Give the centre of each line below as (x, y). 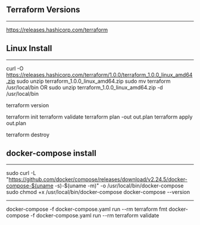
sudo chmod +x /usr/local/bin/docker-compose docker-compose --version (98, 192)
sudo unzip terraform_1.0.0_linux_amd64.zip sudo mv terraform (93, 81)
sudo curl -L (21, 173)
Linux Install (29, 49)
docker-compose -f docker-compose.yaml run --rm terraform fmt (87, 209)
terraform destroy (28, 135)
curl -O (15, 68)
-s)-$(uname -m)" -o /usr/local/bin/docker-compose (119, 186)
